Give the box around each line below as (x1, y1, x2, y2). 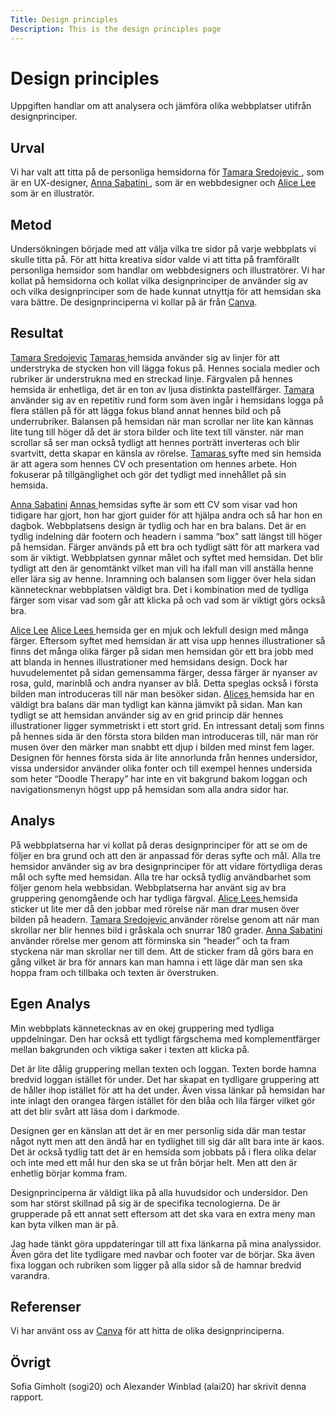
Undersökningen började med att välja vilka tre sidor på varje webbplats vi (10, 243, 317, 255)
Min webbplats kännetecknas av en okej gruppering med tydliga (10, 1022, 275, 1034)
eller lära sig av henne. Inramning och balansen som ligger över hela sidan (10, 572, 317, 585)
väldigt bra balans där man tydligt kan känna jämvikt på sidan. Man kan (10, 698, 303, 710)
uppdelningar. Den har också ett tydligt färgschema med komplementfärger (10, 1032, 321, 1045)
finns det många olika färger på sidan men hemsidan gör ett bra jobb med (10, 645, 314, 657)
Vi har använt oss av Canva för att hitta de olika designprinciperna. (10, 1325, 285, 1337)
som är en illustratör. (10, 187, 95, 200)
